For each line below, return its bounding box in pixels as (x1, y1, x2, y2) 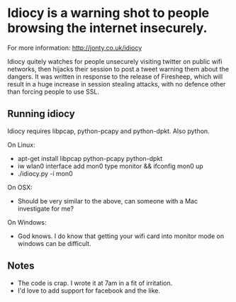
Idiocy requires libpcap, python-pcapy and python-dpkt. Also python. (7, 126, 210, 135)
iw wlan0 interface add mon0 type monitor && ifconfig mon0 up (17, 162, 203, 170)
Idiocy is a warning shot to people (7, 5, 210, 21)
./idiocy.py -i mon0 (17, 169, 73, 178)
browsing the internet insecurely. (7, 20, 208, 36)
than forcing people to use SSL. (7, 87, 99, 96)
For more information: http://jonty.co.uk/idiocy (7, 43, 142, 52)
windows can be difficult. (17, 239, 91, 247)
